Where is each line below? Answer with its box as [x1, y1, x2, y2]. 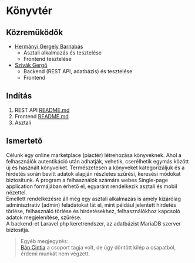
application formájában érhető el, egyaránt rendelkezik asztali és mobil [6, 183, 177, 190]
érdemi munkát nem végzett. [20, 250, 90, 257]
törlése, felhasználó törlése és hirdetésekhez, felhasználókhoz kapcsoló [6, 207, 180, 214]
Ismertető [6, 136, 43, 146]
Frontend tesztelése [23, 56, 72, 62]
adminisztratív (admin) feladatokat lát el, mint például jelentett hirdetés [6, 201, 176, 209]
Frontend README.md [14, 112, 69, 119]
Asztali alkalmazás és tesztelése [23, 49, 102, 56]
